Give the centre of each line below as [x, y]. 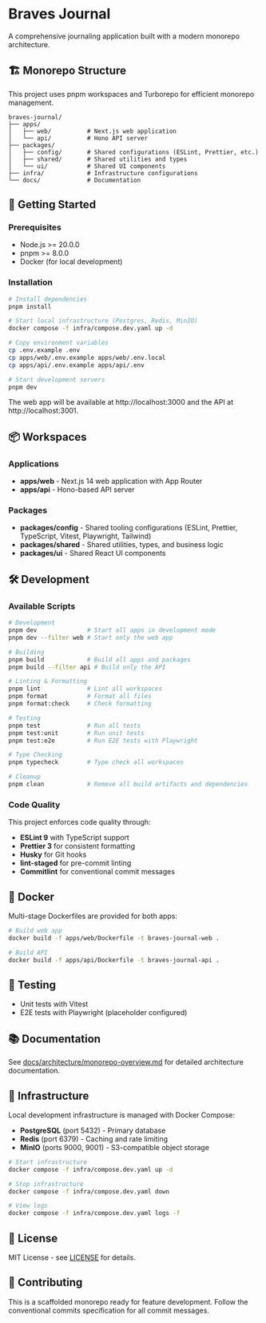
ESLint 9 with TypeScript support [74, 837]
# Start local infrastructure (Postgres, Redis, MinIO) [103, 321]
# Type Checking [35, 755]
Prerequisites [35, 227]
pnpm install [30, 306]
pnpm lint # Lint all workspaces [85, 689]
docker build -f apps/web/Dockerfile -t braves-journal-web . [114, 938]
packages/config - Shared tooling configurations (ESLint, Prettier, [129, 528]
